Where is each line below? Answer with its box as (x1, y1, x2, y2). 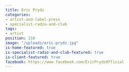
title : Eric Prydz (5, 7, 44, 13)
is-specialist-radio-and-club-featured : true (5, 50, 104, 55)
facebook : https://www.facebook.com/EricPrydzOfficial (5, 59, 124, 64)
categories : (5, 12, 31, 17)
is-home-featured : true (5, 45, 56, 50)
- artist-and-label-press (5, 17, 60, 22)
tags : (5, 26, 17, 31)
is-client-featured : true (5, 54, 60, 60)
